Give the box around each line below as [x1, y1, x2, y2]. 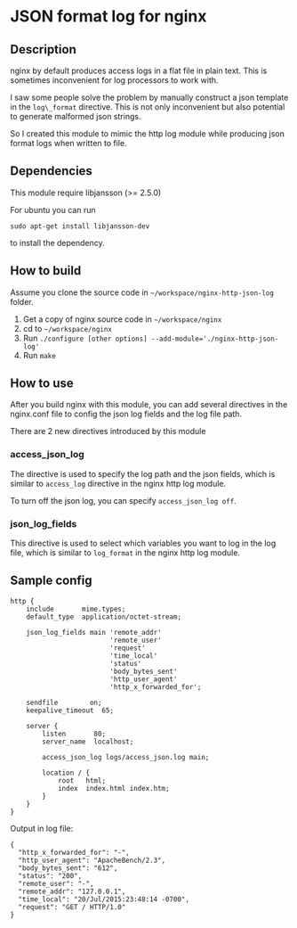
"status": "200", [18, 871, 83, 880]
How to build [10, 263, 82, 278]
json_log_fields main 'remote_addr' [26, 628, 163, 636]
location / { [42, 768, 91, 777]
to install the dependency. [10, 237, 105, 248]
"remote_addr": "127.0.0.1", [18, 887, 126, 896]
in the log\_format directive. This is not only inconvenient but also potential [10, 102, 285, 112]
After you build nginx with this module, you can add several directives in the [10, 399, 288, 410]
